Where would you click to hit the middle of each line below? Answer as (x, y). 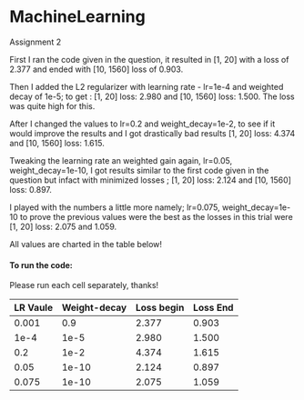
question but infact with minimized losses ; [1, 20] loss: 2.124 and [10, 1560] (150, 180)
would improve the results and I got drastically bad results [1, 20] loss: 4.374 (152, 133)
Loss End (213, 308)
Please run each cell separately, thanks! (84, 285)
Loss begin (160, 308)
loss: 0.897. (31, 189)
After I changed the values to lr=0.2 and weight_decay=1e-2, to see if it (142, 124)
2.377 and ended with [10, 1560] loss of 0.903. (96, 69)
